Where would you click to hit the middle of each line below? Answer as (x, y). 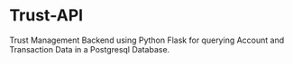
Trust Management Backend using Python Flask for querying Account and (147, 40)
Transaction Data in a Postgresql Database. (90, 49)
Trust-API (46, 16)
